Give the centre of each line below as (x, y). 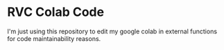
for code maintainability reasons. (54, 38)
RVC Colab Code (56, 12)
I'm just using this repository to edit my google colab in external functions (112, 31)
